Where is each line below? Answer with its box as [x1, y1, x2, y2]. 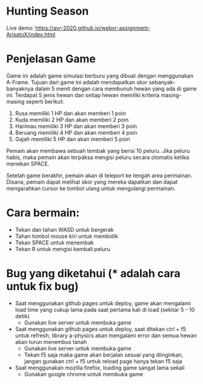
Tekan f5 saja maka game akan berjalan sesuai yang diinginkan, [24, 351, 184, 359]
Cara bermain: [6, 206, 80, 220]
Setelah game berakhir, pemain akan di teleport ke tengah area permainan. [6, 172, 193, 179]
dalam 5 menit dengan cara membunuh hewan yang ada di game [35, 85, 197, 92]
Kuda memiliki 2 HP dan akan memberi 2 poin [15, 116, 129, 123]
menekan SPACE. [6, 160, 50, 167]
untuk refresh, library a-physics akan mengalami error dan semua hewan [15, 332, 197, 339]
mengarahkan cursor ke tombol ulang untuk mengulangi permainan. [6, 184, 176, 192]
